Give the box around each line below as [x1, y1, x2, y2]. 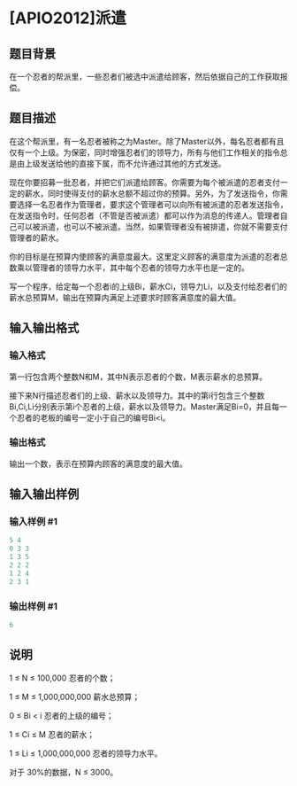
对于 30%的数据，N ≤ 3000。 [9, 767, 118, 777]
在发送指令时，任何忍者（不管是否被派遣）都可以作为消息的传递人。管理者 [9, 210, 280, 221]
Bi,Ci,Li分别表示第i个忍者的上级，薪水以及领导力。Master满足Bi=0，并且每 [9, 401, 280, 412]
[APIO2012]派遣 [9, 8, 126, 28]
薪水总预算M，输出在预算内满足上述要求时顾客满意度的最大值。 [9, 292, 241, 302]
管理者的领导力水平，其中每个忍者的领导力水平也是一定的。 [32, 262, 249, 273]
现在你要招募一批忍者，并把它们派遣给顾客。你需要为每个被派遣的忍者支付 [9, 176, 280, 187]
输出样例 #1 [9, 600, 57, 612]
